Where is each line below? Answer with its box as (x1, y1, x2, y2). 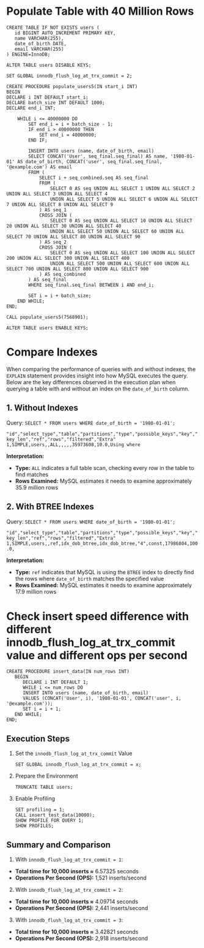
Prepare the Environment (15, 772, 78, 779)
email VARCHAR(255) (14, 46, 64, 52)
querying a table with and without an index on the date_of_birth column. (6, 385, 190, 392)
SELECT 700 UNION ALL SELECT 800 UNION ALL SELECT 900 (6, 265, 149, 272)
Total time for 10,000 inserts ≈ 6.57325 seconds (15, 868, 139, 875)
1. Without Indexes (6, 403, 78, 413)
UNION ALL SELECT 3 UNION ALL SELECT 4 (6, 191, 108, 197)
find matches (15, 471, 49, 478)
